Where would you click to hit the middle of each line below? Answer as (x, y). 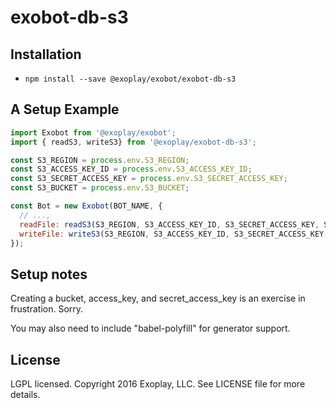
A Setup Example (65, 109)
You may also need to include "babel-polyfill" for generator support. (150, 328)
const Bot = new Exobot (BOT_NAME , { (86, 206)
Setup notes (49, 274)
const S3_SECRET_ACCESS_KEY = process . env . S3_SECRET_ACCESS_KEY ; (149, 179)
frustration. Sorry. (47, 309)
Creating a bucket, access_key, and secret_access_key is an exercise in (158, 298)
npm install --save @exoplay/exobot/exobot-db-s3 (130, 79)
